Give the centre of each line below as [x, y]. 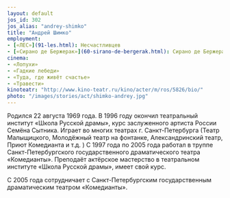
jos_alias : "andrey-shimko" [47, 26]
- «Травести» [26, 84]
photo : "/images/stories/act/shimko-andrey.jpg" [78, 97]
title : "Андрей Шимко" [39, 33]
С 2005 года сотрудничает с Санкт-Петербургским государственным [110, 180]
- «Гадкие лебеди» [33, 71]
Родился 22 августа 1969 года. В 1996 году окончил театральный [103, 116]
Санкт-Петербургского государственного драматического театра [104, 152]
